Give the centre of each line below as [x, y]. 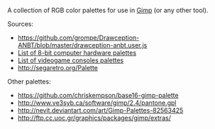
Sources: [21, 24]
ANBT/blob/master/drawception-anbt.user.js [82, 45]
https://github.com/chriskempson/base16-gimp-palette [98, 95]
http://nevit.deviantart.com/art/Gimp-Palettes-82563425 [100, 110]
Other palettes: [29, 82]
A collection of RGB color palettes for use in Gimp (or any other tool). [108, 10]
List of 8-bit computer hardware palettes [77, 53]
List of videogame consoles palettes [71, 60]
